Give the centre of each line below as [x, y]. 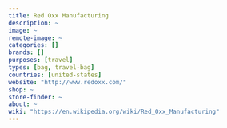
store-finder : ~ [35, 97]
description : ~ [34, 23]
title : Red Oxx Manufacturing [59, 16]
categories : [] [34, 45]
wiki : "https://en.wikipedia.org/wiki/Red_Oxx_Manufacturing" [114, 112]
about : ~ [23, 104]
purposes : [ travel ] [41, 60]
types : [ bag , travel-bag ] [51, 68]
